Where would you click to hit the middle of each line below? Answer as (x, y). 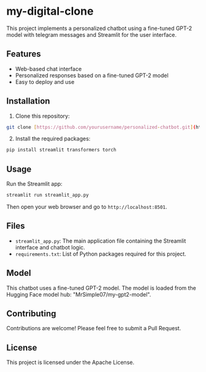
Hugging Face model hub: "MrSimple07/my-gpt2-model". (79, 294)
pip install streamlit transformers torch (61, 150)
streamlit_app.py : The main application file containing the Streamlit (101, 241)
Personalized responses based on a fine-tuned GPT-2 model (92, 75)
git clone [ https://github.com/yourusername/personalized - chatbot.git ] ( (101, 127)
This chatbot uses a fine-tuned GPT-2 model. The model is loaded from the (101, 288)
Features (24, 54)
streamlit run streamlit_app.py (48, 195)
